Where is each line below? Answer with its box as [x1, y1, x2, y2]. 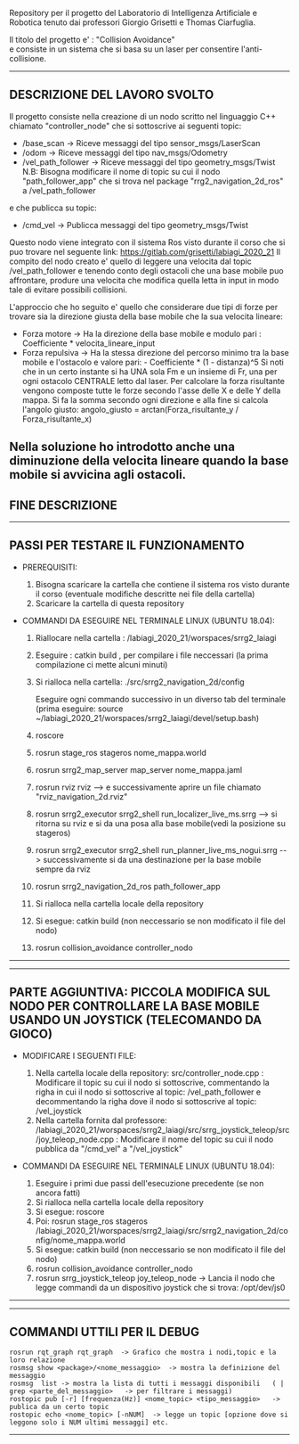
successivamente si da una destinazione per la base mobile [43, 854, 262, 865]
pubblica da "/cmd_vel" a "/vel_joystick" [35, 1143, 183, 1153]
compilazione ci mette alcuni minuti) [35, 659, 168, 669]
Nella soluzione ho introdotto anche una [9, 439, 236, 455]
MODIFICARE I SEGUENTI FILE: [21, 1050, 137, 1061]
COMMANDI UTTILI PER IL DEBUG [9, 1325, 200, 1340]
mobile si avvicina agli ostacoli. [9, 467, 187, 482]
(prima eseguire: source [35, 703, 124, 714]
